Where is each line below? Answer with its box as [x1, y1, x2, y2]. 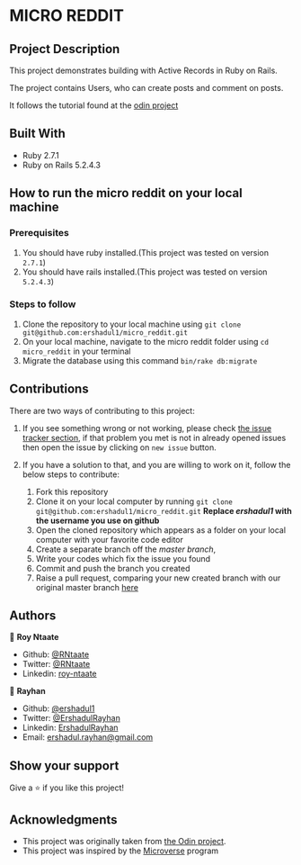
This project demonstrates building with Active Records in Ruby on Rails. [9, 65, 279, 76]
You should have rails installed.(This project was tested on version [22, 266, 268, 277]
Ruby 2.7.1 [22, 149, 60, 160]
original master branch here [35, 581, 139, 592]
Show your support [9, 758, 120, 773]
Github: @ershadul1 [22, 703, 95, 714]
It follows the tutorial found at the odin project [9, 100, 179, 111]
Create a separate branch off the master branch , [35, 544, 217, 554]
